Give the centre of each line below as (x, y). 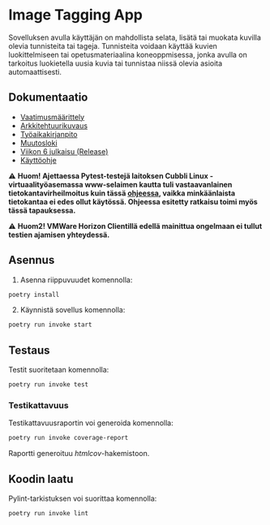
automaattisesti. (35, 71)
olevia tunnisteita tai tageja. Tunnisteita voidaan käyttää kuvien (113, 45)
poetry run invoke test (49, 385)
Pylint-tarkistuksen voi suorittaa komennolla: (83, 498)
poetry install (34, 295)
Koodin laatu (41, 479)
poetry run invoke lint (49, 513)
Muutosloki (39, 143)
